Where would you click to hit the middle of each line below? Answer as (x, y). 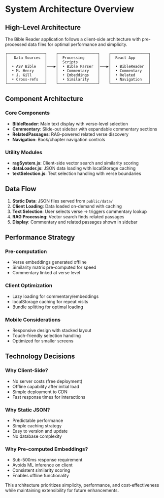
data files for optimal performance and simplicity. (78, 44)
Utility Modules (24, 152)
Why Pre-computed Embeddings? (47, 449)
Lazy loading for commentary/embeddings (55, 296)
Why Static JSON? (28, 410)
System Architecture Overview (70, 9)
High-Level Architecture (43, 27)
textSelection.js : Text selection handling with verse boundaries (77, 173)
